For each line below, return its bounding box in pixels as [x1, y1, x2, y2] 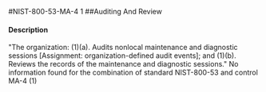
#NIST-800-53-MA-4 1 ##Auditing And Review [8, 7, 162, 16]
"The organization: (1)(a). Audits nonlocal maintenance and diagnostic [8, 43, 238, 52]
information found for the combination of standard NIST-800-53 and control [8, 67, 258, 78]
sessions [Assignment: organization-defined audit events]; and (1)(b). [8, 51, 237, 60]
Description [8, 25, 49, 34]
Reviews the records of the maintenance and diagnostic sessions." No [8, 59, 239, 69]
